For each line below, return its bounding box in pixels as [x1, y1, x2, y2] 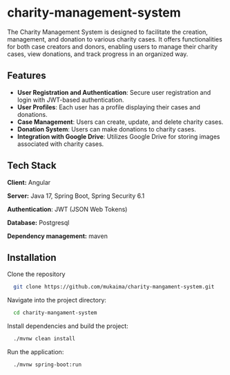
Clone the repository [7, 270, 66, 278]
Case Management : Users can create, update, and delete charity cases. [17, 118, 224, 126]
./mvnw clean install [13, 336, 76, 342]
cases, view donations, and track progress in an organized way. [7, 50, 189, 58]
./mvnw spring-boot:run [13, 361, 82, 368]
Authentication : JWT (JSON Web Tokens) [7, 205, 128, 213]
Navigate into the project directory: [7, 296, 107, 304]
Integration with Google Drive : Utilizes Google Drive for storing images [17, 132, 220, 140]
